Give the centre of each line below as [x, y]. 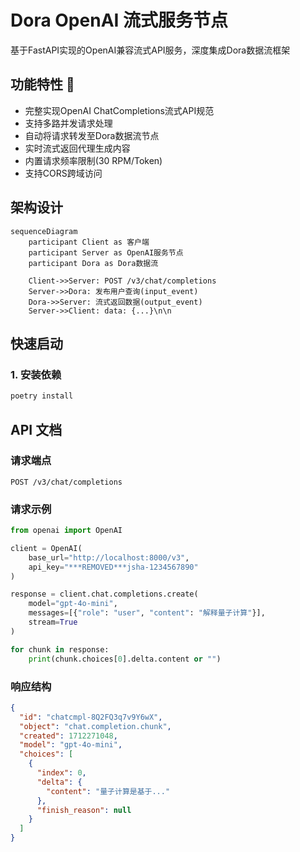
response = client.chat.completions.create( [104, 594]
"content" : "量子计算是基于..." [108, 791]
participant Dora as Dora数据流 [93, 263]
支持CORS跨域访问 [63, 173]
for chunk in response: [60, 649]
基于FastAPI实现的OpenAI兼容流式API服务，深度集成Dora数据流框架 [150, 50]
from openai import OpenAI [66, 531]
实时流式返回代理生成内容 [77, 148]
